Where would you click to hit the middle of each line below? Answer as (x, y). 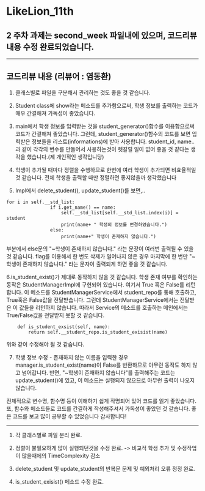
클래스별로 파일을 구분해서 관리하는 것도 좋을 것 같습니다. (83, 92)
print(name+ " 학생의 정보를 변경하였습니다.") (114, 225)
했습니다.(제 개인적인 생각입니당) (65, 157)
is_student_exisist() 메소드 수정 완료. (59, 481)
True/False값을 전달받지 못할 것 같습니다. (56, 315)
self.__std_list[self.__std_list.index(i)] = (120, 212)
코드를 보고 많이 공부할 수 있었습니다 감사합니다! (70, 416)
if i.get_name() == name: (83, 207)
